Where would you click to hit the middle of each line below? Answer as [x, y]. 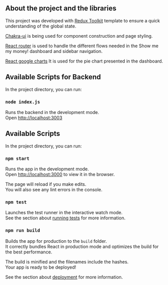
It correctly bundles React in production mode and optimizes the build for [82, 246]
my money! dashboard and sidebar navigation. [54, 51]
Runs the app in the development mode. [47, 169]
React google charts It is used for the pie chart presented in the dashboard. [84, 61]
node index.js [23, 102]
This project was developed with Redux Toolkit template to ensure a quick [83, 20]
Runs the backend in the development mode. [52, 112]
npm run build [23, 231]
